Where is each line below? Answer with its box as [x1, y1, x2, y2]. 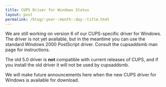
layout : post [5, 12, 33, 17]
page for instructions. [5, 47, 50, 53]
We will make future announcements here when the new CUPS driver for [5, 72, 157, 78]
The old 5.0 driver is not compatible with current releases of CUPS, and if [5, 57, 158, 63]
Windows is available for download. [5, 77, 79, 83]
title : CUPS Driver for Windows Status [5, 7, 90, 13]
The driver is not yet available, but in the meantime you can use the [5, 36, 146, 42]
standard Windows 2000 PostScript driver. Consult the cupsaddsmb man [5, 41, 158, 48]
